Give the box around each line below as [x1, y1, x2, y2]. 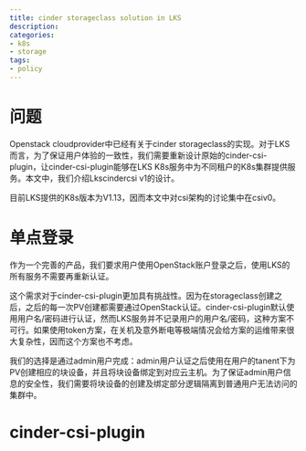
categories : [9, 30, 55, 39]
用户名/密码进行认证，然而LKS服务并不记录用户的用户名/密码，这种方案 [16, 312, 287, 324]
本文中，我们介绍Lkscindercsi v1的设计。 [25, 173, 180, 184]
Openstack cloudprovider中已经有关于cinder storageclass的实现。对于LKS [9, 138, 290, 149]
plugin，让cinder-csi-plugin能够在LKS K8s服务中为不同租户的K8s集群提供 [9, 161, 288, 172]
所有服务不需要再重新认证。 [9, 270, 114, 281]
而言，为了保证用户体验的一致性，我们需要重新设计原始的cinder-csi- [9, 150, 268, 161]
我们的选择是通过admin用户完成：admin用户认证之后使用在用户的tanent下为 [9, 355, 296, 366]
